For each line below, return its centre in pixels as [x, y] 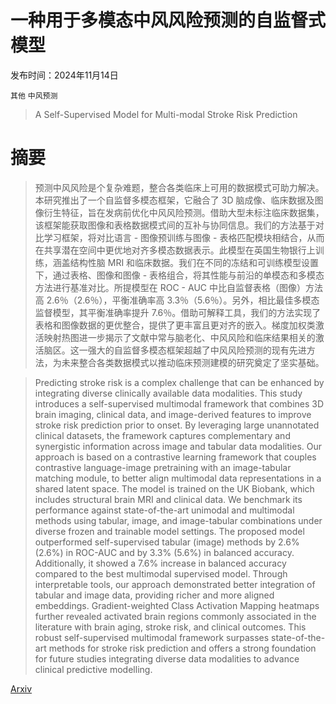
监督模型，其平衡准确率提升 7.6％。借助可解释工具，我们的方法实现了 [178, 312]
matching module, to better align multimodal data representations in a [178, 478]
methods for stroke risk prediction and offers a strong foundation [182, 648]
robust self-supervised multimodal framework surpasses [152, 637]
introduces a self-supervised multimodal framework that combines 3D [179, 403]
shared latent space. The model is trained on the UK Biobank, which [174, 488]
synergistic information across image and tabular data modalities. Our [178, 446]
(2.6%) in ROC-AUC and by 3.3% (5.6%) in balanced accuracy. [164, 552]
